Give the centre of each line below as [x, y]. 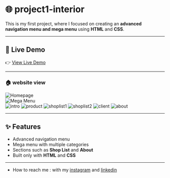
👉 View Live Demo [26, 62]
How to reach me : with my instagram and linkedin [65, 170]
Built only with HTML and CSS [44, 155]
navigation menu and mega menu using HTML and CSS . [65, 29]
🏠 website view [25, 82]
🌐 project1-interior [45, 9]
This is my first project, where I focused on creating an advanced [73, 23]
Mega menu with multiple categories [51, 144]
